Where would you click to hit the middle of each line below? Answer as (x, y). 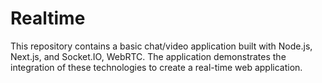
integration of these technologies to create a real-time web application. (156, 67)
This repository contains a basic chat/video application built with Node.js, (161, 46)
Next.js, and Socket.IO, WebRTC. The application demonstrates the (148, 56)
